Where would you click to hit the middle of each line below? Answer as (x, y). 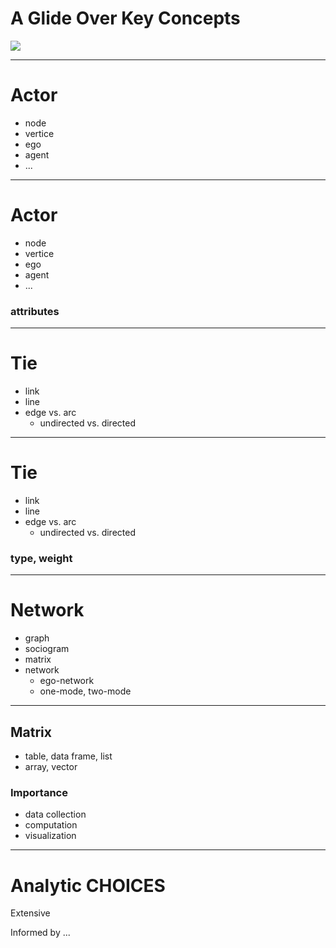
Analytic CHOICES (88, 885)
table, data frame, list (68, 756)
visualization (50, 836)
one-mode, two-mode (85, 691)
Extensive (30, 913)
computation (51, 825)
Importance (39, 792)
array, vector (51, 767)
